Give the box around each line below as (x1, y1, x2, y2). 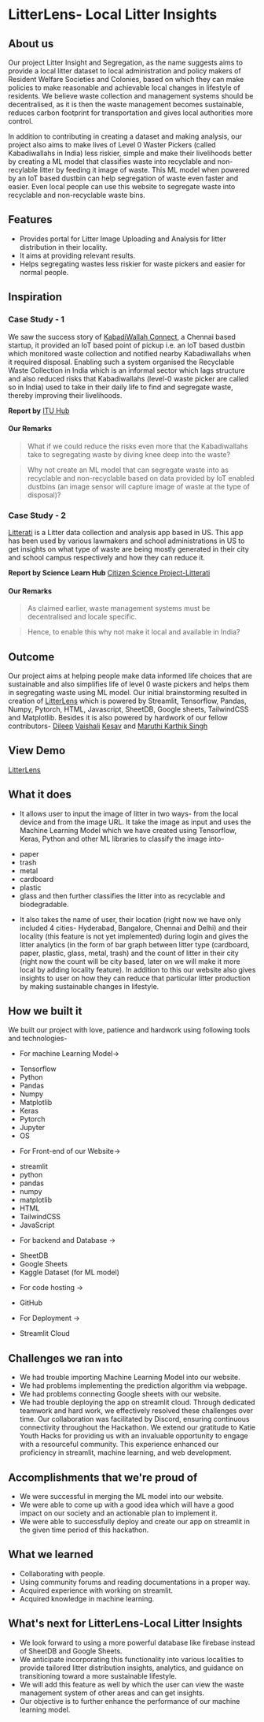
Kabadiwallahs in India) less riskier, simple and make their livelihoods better (8, 148, 253, 158)
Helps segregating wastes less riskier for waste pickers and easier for (19, 258, 246, 269)
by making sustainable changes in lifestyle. (19, 981, 159, 991)
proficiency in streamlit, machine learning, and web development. (19, 1448, 232, 1457)
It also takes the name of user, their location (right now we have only (19, 914, 241, 924)
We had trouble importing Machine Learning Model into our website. (19, 1373, 241, 1382)
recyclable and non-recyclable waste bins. (8, 191, 145, 199)
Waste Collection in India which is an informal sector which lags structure (8, 365, 245, 375)
